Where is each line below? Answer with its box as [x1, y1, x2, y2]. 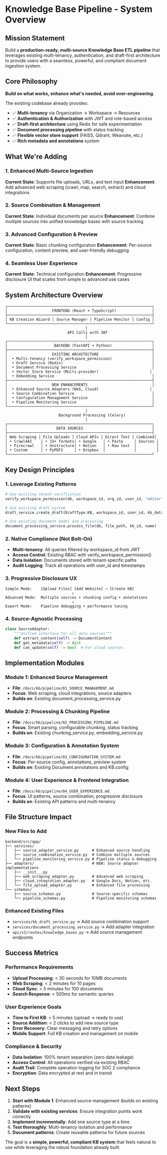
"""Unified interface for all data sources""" [14, 631, 112, 636]
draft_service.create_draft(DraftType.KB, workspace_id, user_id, [5, 510, 146, 515]
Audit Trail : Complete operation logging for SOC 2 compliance [12, 1065, 141, 1071]
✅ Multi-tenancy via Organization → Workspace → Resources [12, 109, 141, 115]
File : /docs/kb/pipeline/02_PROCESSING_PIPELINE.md [12, 719, 118, 725]
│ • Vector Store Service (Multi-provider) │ [5, 369, 153, 374]
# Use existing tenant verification [5, 492, 81, 497]
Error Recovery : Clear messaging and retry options [12, 1025, 118, 1031]
